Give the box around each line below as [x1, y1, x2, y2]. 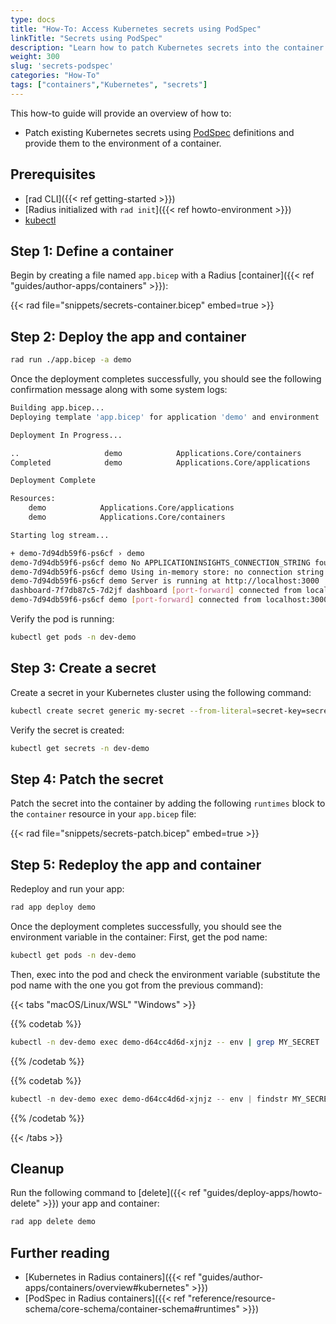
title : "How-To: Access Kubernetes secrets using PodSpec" [10, 24, 262, 34]
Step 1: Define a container [10, 242, 174, 260]
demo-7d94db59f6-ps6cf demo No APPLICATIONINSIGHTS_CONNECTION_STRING [10, 557, 311, 568]
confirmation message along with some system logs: [10, 384, 228, 396]
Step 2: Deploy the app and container [10, 328, 247, 345]
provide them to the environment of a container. [24, 137, 222, 149]
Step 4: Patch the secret [10, 771, 164, 788]
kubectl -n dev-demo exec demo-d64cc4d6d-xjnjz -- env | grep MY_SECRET [10, 1037, 320, 1047]
